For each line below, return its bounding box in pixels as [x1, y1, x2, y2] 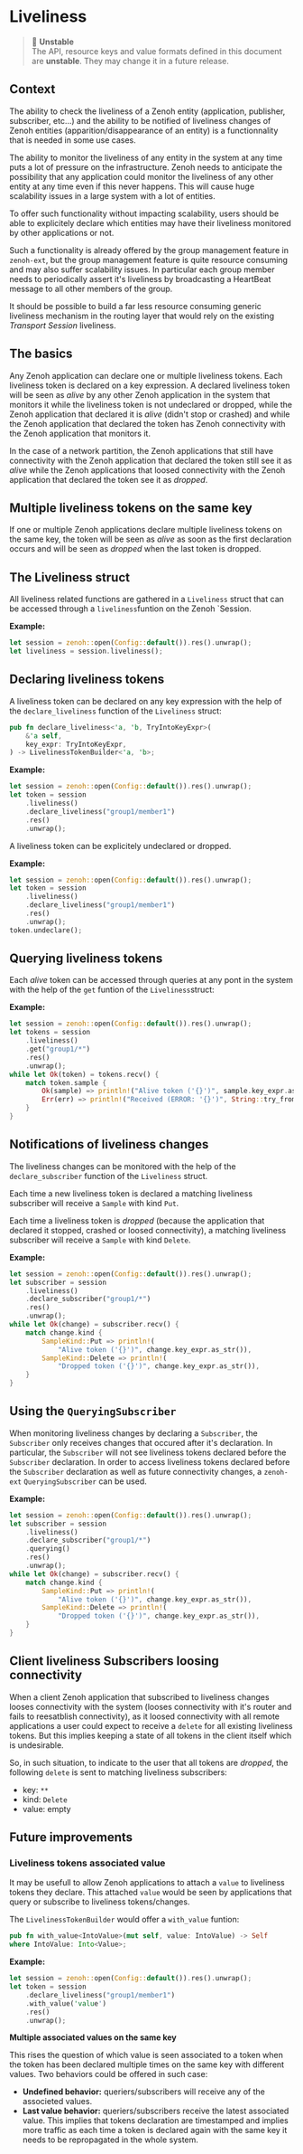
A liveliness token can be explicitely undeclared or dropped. [9, 840, 232, 851]
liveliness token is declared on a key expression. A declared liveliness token [9, 380, 290, 391]
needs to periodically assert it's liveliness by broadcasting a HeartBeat [9, 273, 271, 284]
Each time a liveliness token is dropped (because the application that [9, 1214, 265, 1226]
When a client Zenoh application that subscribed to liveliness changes [9, 1691, 270, 1702]
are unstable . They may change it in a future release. [31, 55, 230, 66]
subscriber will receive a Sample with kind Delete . [9, 1234, 191, 1245]
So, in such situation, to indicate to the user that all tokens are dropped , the [9, 1757, 289, 1768]
